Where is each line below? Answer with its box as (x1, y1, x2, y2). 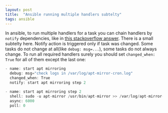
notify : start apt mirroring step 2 (9, 80, 86, 85)
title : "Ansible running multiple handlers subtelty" (5, 12, 122, 17)
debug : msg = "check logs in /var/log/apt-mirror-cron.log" (9, 71, 133, 76)
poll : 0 (9, 103, 26, 108)
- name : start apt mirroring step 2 (5, 89, 81, 94)
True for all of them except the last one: (5, 57, 86, 63)
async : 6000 (9, 98, 35, 104)
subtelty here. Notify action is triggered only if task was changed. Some (5, 41, 153, 47)
